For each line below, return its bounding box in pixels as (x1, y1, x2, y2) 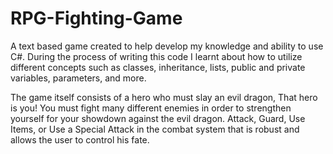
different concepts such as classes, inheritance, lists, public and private (10, 61, 306, 73)
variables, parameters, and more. (10, 72, 147, 84)
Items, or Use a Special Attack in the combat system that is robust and (10, 123, 300, 135)
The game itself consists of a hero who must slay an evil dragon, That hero (10, 91, 318, 103)
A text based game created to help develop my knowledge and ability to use (10, 40, 324, 52)
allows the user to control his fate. (10, 133, 150, 146)
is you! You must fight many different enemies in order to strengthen (10, 102, 292, 114)
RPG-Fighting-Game (10, 7, 183, 30)
